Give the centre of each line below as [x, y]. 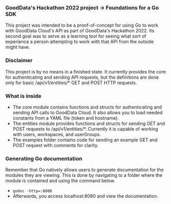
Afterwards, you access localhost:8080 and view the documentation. [85, 196]
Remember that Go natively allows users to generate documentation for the [84, 170]
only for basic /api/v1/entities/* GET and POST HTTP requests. [71, 82]
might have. [18, 47]
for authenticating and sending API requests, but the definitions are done [82, 77]
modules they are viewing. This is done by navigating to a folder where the [84, 175]
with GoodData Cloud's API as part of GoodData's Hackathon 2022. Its [80, 31]
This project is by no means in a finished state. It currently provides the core [86, 71]
